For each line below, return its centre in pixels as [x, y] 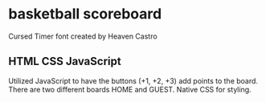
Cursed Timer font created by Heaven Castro [83, 36]
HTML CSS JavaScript [65, 61]
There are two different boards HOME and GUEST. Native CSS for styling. [130, 89]
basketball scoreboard [85, 14]
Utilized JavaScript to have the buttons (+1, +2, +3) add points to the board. [133, 80]
